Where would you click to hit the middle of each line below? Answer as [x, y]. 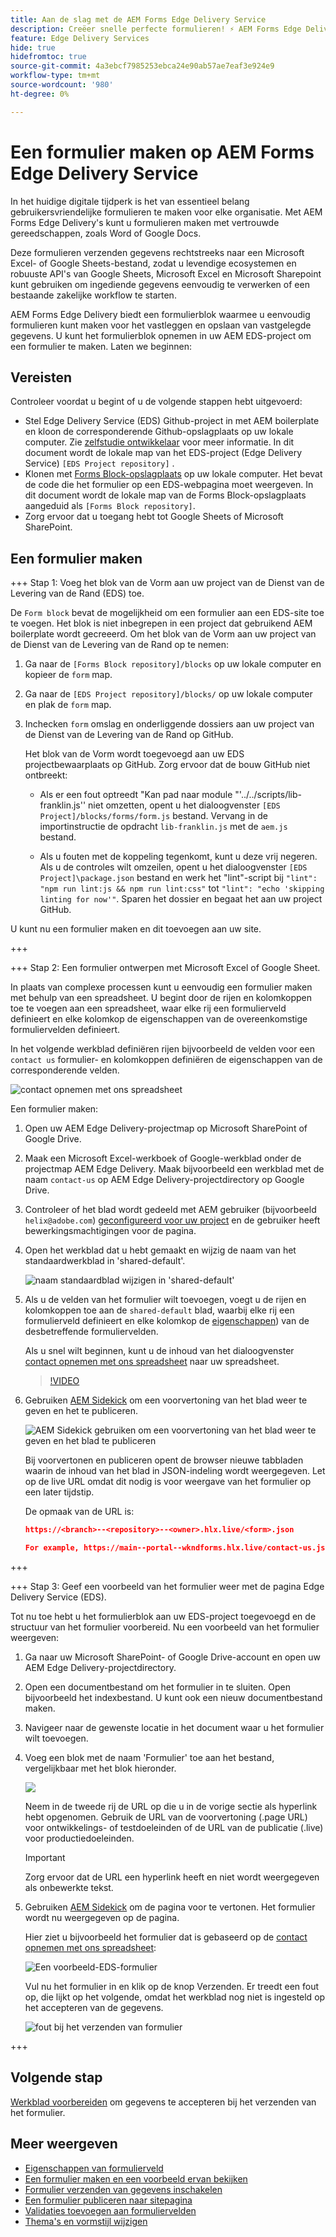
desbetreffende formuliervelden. [91, 1332]
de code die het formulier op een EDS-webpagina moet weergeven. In [169, 485]
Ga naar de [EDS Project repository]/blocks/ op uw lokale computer [168, 694]
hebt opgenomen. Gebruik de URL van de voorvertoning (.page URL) [166, 1817]
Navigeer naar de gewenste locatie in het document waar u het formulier [174, 1727]
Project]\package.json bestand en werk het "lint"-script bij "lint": [178, 878]
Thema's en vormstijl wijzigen [86, 2221]
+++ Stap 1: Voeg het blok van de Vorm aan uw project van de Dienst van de [167, 583]
